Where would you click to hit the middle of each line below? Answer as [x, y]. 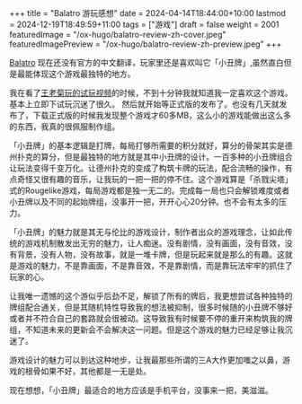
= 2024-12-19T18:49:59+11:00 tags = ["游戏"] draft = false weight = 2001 [144, 24]
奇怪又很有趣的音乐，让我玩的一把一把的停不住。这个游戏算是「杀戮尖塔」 [155, 179]
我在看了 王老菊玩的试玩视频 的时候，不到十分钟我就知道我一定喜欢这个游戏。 [151, 93]
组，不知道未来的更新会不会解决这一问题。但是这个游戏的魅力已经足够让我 [147, 329]
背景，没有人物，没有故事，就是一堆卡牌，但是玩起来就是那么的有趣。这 [151, 255]
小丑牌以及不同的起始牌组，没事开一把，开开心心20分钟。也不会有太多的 [144, 202]
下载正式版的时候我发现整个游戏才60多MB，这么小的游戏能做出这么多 [162, 115]
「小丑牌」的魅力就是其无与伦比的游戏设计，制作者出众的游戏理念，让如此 [147, 232]
